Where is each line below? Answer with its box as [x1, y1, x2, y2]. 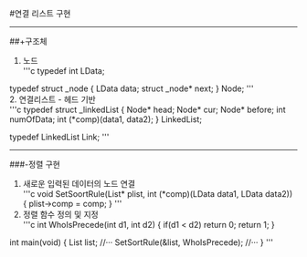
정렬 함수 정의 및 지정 [22, 209, 99, 220]
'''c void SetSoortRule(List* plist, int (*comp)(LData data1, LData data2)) [22, 189, 293, 199]
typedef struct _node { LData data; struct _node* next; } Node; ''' [9, 83, 254, 94]
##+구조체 [9, 36, 48, 46]
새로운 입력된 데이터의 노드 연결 [22, 179, 135, 189]
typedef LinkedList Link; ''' [9, 131, 110, 142]
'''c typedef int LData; [22, 66, 105, 76]
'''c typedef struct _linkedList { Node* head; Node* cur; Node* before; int [9, 104, 286, 115]
